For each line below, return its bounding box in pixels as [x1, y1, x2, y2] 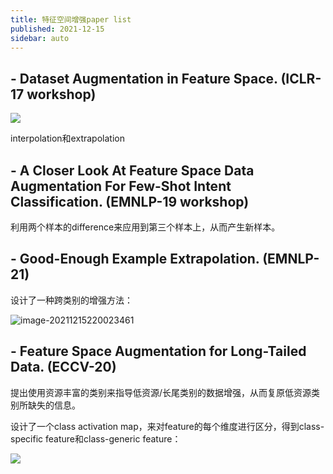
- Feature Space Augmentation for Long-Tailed [10, 343, 307, 360]
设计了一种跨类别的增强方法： [10, 294, 133, 306]
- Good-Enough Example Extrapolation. [10, 251, 260, 268]
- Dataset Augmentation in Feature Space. [10, 70, 278, 87]
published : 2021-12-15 [10, 24, 105, 34]
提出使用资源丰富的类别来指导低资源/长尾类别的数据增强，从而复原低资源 [10, 386, 312, 398]
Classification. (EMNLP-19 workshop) [10, 193, 250, 210]
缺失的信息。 [27, 399, 81, 411]
